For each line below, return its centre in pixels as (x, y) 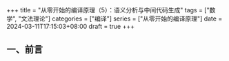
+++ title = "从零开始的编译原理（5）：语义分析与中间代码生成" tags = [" (108, 10)
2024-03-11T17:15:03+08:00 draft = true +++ (71, 26)
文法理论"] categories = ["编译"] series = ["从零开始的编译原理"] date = (122, 19)
